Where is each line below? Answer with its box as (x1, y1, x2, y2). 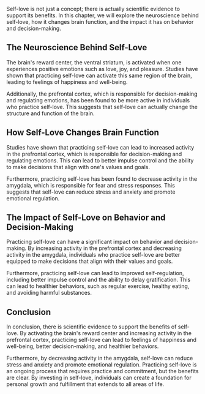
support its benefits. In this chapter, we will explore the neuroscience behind (6, 12, 199, 19)
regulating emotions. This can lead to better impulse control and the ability (6, 156, 194, 164)
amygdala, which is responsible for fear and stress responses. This (6, 181, 176, 189)
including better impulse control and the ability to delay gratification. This (6, 276, 191, 284)
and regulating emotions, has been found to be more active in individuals (6, 96, 190, 104)
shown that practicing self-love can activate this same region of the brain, (6, 72, 193, 79)
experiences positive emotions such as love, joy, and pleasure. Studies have (6, 65, 198, 72)
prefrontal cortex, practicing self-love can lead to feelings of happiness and (6, 336, 197, 344)
